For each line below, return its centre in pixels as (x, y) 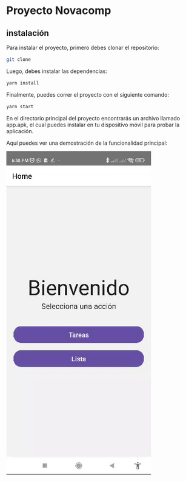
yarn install (23, 83)
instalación (28, 33)
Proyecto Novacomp (59, 11)
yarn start (20, 106)
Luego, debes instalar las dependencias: (57, 71)
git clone (19, 60)
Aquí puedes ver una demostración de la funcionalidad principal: (87, 143)
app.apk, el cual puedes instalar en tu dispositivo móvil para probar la (93, 125)
